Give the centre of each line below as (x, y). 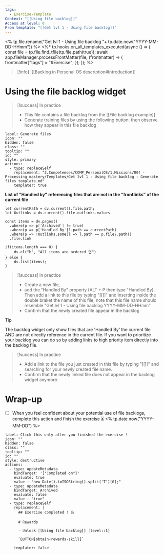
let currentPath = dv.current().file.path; (50, 209)
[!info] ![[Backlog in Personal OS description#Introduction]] (76, 72)
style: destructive (25, 461)
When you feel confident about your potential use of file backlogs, (79, 413)
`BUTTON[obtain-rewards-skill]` (51, 539)
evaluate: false (31, 495)
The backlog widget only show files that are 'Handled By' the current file (78, 330)
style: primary (20, 160)
